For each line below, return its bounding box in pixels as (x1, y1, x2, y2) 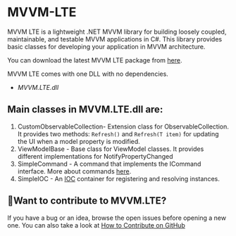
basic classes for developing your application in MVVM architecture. (7, 42, 206, 51)
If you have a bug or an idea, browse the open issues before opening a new (7, 214, 227, 222)
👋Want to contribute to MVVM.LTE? (7, 195, 167, 207)
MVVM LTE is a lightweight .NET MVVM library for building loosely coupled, (7, 27, 227, 36)
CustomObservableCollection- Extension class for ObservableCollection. (17, 122, 229, 131)
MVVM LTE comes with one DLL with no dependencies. (7, 70, 169, 78)
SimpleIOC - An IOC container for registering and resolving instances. (17, 174, 220, 183)
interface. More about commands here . (17, 166, 132, 176)
